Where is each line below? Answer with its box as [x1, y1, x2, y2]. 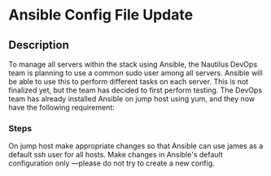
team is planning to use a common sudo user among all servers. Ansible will [8, 68, 263, 78]
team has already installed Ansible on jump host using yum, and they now [8, 94, 255, 103]
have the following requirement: [8, 103, 116, 112]
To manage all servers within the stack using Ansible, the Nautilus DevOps [8, 59, 258, 69]
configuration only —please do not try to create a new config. [8, 158, 216, 168]
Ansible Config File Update [8, 6, 194, 24]
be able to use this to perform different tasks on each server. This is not [8, 77, 249, 86]
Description [8, 38, 69, 52]
